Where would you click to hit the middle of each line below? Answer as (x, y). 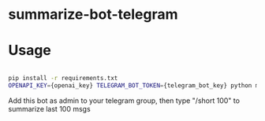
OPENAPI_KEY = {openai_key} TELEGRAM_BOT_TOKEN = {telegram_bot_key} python (130, 86)
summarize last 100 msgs (49, 108)
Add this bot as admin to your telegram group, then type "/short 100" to (124, 101)
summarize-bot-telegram (93, 15)
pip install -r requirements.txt (63, 79)
